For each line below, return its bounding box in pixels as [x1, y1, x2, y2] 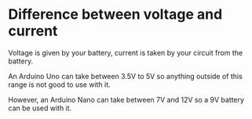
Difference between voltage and [8, 5, 223, 23]
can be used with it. [8, 103, 72, 113]
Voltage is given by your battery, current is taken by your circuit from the [8, 48, 243, 57]
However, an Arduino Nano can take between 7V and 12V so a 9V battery [8, 95, 245, 104]
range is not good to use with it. [8, 80, 111, 89]
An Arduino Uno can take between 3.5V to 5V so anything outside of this [8, 71, 243, 81]
